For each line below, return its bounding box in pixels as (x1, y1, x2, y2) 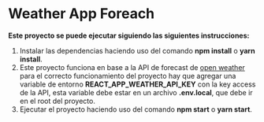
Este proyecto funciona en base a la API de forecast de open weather (19, 62, 246, 72)
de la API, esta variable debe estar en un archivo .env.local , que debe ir (19, 87, 254, 97)
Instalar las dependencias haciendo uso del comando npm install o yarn (19, 46, 255, 55)
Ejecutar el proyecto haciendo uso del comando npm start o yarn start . (19, 104, 252, 114)
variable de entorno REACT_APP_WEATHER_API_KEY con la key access (19, 79, 256, 89)
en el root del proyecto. (19, 96, 96, 105)
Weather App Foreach (8, 5, 155, 23)
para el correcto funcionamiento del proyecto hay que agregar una (19, 71, 236, 80)
